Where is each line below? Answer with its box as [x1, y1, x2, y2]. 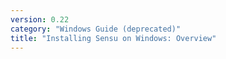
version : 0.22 [10, 14, 70, 25]
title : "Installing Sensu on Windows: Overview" [10, 33, 217, 43]
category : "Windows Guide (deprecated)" [10, 24, 182, 34]
